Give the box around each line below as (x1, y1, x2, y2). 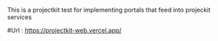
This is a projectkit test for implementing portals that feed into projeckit (7, 6, 211, 14)
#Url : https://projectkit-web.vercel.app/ (7, 27, 122, 34)
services (7, 13, 32, 21)
